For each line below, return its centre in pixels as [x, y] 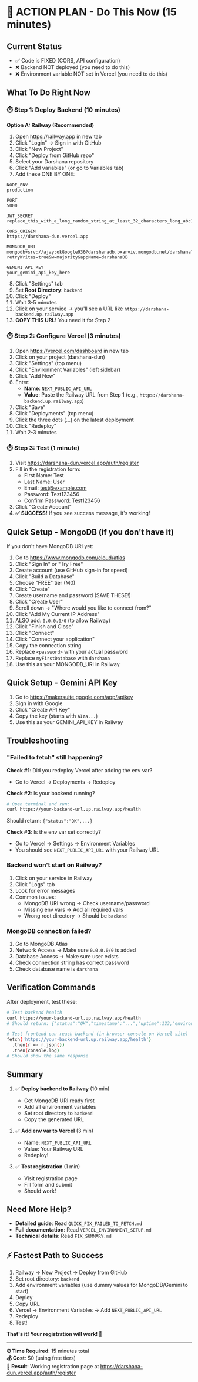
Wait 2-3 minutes [36, 432]
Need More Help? [39, 1209]
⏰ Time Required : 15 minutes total [48, 1351]
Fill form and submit [48, 1184]
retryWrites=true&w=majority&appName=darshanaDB [67, 257]
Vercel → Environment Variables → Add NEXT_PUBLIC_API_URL [88, 1310]
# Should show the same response [48, 1056]
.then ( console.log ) [36, 1050]
